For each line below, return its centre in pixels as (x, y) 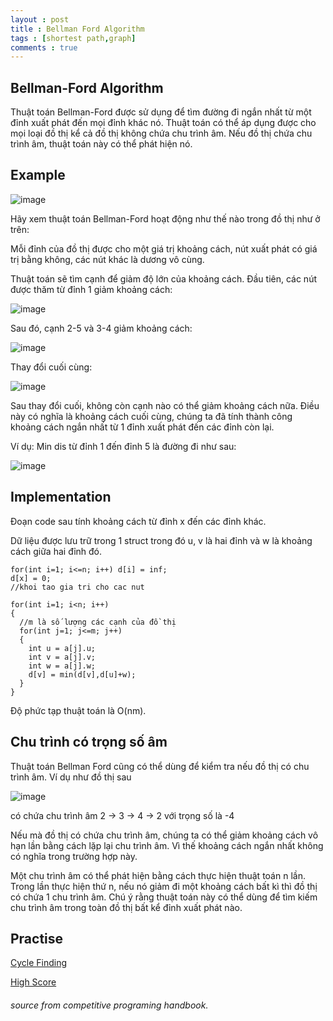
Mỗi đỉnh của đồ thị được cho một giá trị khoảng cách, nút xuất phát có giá (164, 248)
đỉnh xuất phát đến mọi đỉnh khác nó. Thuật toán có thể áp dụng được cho (163, 123)
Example (38, 175)
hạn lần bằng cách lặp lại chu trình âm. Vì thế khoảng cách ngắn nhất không (167, 845)
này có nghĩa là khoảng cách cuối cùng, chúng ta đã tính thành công (151, 416)
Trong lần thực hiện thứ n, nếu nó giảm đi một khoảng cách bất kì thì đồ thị (164, 886)
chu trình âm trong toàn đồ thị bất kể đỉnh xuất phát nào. (126, 907)
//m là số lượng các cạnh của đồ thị (98, 622)
